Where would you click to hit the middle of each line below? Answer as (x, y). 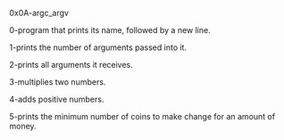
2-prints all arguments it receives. (71, 65)
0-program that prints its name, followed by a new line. (110, 30)
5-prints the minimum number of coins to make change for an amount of (142, 116)
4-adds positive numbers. (57, 99)
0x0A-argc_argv (39, 13)
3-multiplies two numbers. (58, 82)
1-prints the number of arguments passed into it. (98, 47)
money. (23, 126)
